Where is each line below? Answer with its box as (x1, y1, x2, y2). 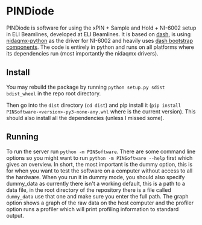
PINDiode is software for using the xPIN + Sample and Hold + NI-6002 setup (6, 24, 197, 31)
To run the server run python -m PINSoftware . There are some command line (6, 148, 196, 155)
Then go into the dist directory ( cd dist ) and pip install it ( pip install (6, 101, 181, 109)
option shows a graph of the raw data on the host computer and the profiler (6, 199, 194, 206)
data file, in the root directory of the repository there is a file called (6, 186, 171, 194)
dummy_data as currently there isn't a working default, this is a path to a (6, 180, 186, 187)
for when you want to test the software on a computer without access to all (6, 167, 193, 174)
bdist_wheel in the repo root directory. (6, 89, 101, 97)
